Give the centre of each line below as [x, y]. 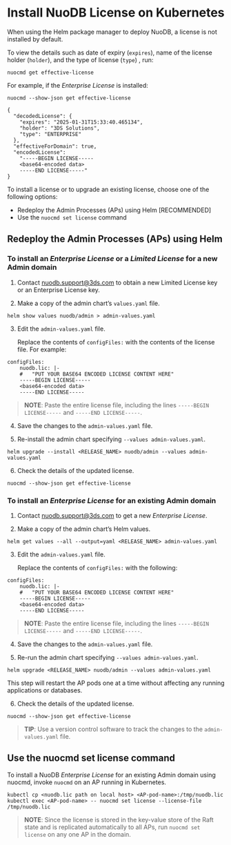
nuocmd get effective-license [51, 72]
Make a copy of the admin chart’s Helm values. [84, 529]
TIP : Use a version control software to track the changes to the [113, 729]
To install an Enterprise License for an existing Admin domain [112, 501]
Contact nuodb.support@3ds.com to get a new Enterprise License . [112, 515]
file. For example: [42, 349]
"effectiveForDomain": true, [55, 146]
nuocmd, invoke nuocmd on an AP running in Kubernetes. [87, 782]
